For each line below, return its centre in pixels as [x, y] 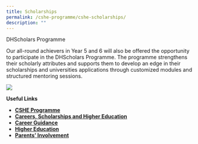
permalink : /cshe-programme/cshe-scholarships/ [66, 17]
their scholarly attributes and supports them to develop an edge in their [93, 63]
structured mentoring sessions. [45, 76]
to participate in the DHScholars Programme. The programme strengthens [97, 57]
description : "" [26, 23]
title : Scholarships [32, 12]
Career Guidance [36, 123]
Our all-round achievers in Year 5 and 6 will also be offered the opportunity [98, 51]
